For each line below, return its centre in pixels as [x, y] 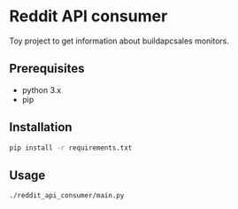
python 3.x [42, 89]
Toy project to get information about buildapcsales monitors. [119, 41]
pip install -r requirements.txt [71, 148]
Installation [41, 127]
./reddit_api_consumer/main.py [67, 196]
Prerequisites [47, 69]
